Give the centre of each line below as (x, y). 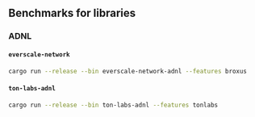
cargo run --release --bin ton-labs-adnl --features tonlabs (113, 105)
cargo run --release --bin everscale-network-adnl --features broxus (128, 71)
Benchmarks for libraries (72, 13)
